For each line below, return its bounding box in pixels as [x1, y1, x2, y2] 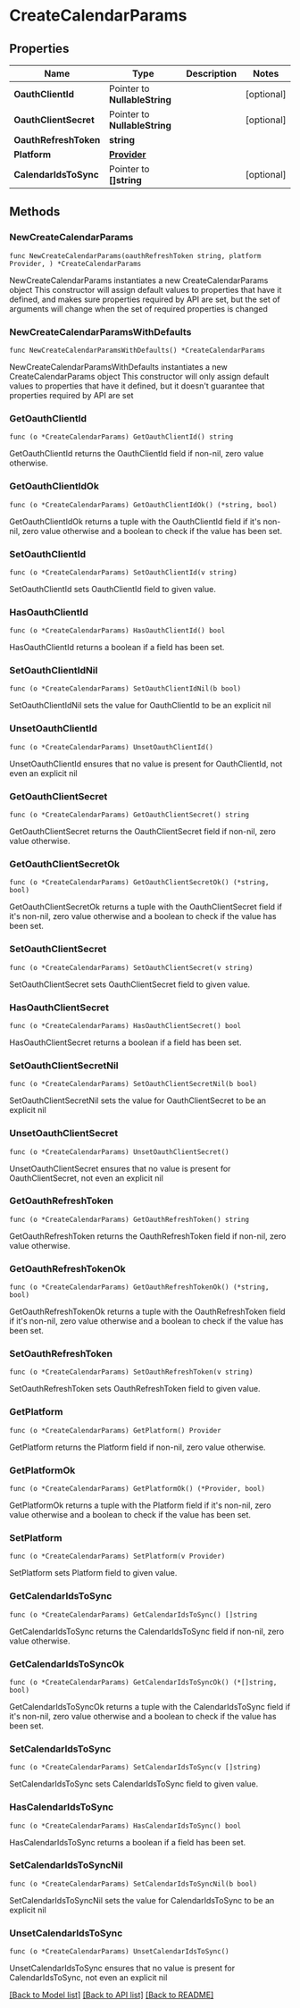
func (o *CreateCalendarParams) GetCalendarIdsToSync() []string [9, 1610, 257, 1619]
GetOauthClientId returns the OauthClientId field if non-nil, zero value [9, 448, 264, 459]
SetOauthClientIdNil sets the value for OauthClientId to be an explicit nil [9, 700, 271, 711]
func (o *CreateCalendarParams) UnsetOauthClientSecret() [9, 1147, 229, 1157]
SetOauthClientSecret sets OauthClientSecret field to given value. [9, 979, 251, 990]
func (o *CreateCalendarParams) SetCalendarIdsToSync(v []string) [9, 1763, 262, 1772]
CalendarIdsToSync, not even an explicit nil [9, 1972, 168, 1983]
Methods [9, 205, 61, 220]
